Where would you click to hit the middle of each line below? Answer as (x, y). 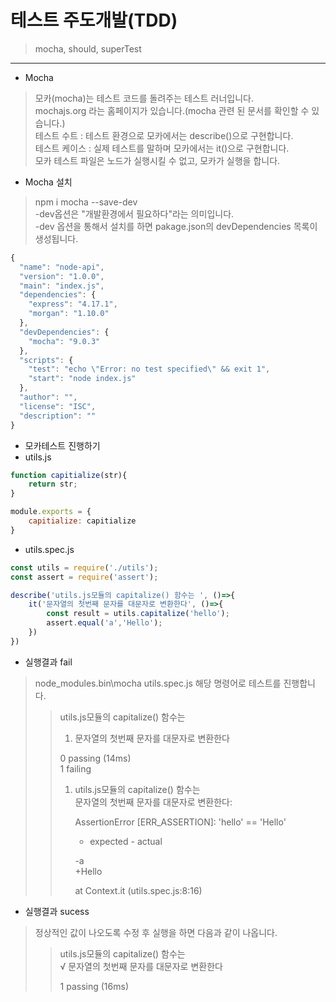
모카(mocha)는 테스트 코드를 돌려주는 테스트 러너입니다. (144, 98)
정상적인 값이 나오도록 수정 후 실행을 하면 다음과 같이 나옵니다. (156, 932)
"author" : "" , (48, 397)
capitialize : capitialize (82, 521)
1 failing (75, 768)
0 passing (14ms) (95, 758)
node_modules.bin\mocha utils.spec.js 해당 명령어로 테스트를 (158, 683)
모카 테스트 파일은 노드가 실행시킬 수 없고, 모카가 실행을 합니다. (157, 160)
